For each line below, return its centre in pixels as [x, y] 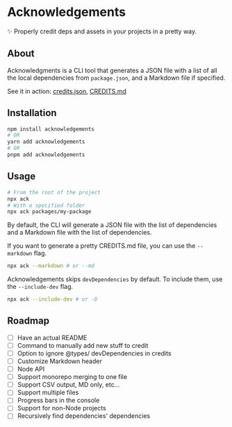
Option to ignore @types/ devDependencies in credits [94, 353]
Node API [31, 369]
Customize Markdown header [59, 361]
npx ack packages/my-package [49, 212]
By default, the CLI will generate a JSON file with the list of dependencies [112, 225]
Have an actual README [52, 337]
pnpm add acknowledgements [46, 155]
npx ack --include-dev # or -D [52, 299]
